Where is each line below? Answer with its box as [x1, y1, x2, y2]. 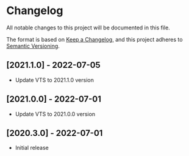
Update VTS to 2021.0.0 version [15, 110, 96, 117]
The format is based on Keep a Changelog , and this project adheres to [6, 35, 183, 43]
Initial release [15, 144, 49, 152]
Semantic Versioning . [6, 42, 60, 50]
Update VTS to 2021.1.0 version [15, 76, 94, 83]
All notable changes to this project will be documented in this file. [6, 24, 171, 31]
